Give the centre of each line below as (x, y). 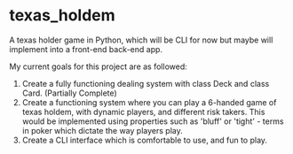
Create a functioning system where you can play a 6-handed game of (149, 102)
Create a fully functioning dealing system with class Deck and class (146, 83)
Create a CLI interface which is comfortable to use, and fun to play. (145, 140)
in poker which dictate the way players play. (103, 130)
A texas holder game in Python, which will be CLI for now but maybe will (141, 40)
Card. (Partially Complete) (69, 93)
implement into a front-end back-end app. (86, 49)
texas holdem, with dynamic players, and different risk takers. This (143, 112)
